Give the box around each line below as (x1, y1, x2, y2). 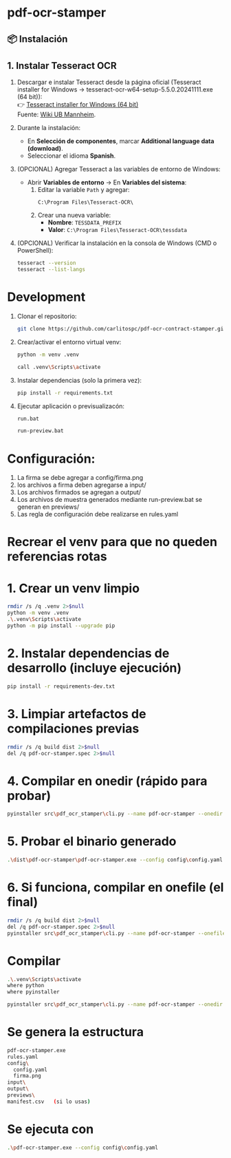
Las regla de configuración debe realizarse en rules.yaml (16, 510, 179, 518)
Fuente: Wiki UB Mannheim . (16, 110, 96, 118)
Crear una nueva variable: (37, 211, 111, 220)
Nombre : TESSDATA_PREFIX (47, 218, 122, 227)
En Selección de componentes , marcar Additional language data (27, 137, 214, 145)
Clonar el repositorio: (16, 312, 77, 321)
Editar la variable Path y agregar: (37, 186, 130, 194)
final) (7, 894, 38, 910)
